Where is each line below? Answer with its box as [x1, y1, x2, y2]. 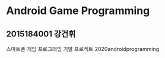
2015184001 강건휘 [6, 29, 76, 39]
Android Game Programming [6, 4, 150, 18]
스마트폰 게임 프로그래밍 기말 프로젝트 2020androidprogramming [6, 46, 159, 52]
